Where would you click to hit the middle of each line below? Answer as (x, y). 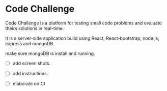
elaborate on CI (29, 84)
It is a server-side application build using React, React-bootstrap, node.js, (82, 38)
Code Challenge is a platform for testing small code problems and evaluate (83, 23)
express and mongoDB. (30, 43)
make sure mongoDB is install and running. (50, 53)
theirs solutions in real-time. (35, 28)
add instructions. (30, 73)
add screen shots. (32, 63)
